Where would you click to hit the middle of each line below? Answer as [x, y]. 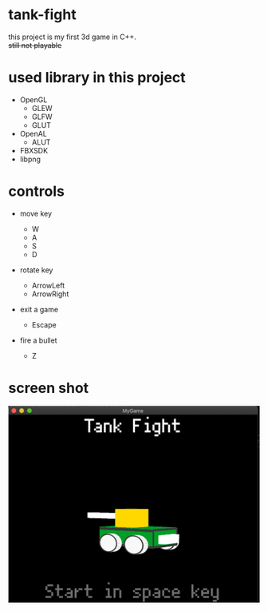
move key [36, 213]
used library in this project [97, 78]
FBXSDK [34, 150]
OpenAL [33, 133]
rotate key [36, 270]
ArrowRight [50, 294]
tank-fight [43, 15]
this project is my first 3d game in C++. [73, 37]
